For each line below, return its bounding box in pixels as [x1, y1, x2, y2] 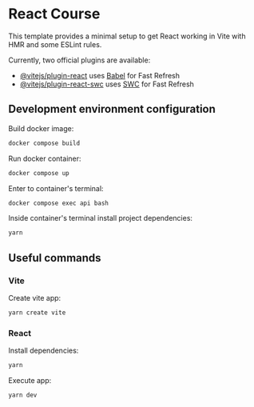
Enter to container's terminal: [8, 183, 104, 193]
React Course [8, 5, 101, 23]
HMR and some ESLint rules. [8, 39, 102, 49]
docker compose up [8, 169, 69, 177]
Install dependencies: [8, 345, 79, 356]
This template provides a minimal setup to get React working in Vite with [8, 31, 246, 41]
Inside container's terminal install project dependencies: [8, 213, 193, 223]
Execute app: [8, 375, 52, 385]
